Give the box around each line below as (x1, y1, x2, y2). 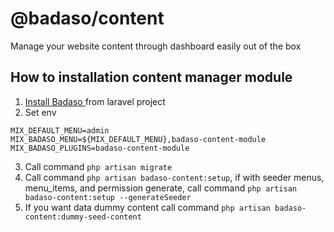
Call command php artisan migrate (24, 160, 173, 172)
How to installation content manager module (10, 69, 293, 86)
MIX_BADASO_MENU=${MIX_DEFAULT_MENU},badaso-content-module (10, 134, 267, 144)
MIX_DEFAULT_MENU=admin (10, 125, 110, 136)
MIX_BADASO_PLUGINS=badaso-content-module (10, 143, 190, 153)
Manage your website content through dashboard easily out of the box (10, 40, 302, 52)
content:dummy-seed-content (24, 212, 142, 222)
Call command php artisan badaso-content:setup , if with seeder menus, (24, 171, 325, 183)
